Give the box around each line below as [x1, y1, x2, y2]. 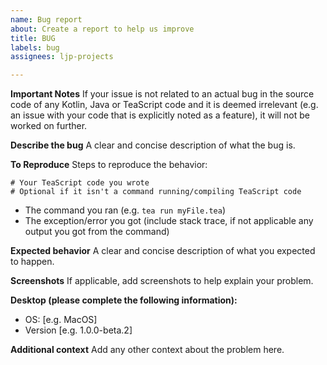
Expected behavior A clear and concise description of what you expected [10, 245, 316, 257]
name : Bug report [10, 14, 83, 25]
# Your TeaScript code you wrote [10, 178, 150, 188]
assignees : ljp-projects [10, 52, 114, 62]
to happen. [10, 256, 55, 268]
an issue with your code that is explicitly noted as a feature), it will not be [10, 109, 310, 121]
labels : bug [10, 42, 60, 53]
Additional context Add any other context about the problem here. [10, 344, 285, 356]
